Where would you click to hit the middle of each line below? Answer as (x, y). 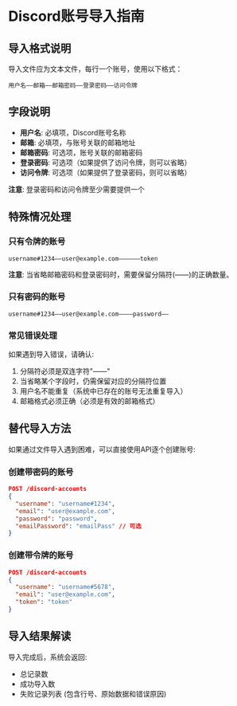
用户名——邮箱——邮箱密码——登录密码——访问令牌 (73, 85)
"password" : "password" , (56, 519)
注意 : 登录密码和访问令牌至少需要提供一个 (76, 189)
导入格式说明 (40, 48)
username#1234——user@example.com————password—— (89, 314)
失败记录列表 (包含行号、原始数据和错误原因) (93, 693)
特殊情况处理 (40, 217)
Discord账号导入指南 (76, 16)
